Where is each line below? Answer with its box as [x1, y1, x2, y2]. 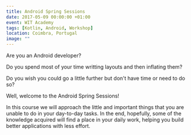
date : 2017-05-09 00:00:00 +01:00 [6, 14, 91, 20]
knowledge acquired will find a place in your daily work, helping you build [6, 116, 184, 123]
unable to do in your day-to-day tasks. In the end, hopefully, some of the [6, 110, 182, 117]
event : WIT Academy [6, 19, 54, 25]
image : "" [6, 36, 31, 42]
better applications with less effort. [6, 123, 91, 129]
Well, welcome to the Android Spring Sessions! [6, 92, 119, 99]
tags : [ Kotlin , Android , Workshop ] [6, 25, 93, 31]
